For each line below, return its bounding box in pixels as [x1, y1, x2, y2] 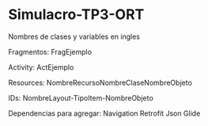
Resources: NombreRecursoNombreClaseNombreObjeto [8, 78, 192, 87]
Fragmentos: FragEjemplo [8, 47, 93, 56]
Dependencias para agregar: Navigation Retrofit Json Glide [8, 109, 201, 118]
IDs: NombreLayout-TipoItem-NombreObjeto [8, 93, 154, 102]
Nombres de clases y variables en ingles [8, 32, 141, 41]
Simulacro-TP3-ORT [8, 6, 145, 24]
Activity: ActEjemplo [8, 62, 74, 72]
